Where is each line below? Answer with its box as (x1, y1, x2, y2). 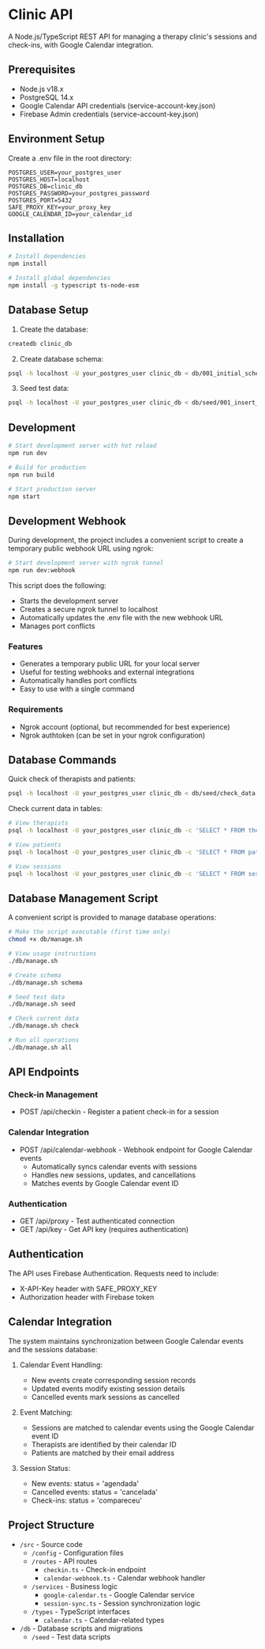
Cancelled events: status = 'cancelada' (31, 1487, 158, 1496)
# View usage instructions (8, 950, 97, 958)
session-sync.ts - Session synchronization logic (43, 1598, 201, 1608)
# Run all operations (8, 1037, 80, 1044)
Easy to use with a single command (19, 684, 136, 694)
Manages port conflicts (19, 621, 95, 631)
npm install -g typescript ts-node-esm (8, 282, 140, 290)
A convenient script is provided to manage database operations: (8, 912, 217, 923)
